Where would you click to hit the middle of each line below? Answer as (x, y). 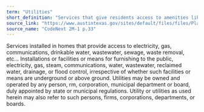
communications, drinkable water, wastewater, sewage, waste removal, (95, 53)
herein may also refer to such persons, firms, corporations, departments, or (101, 97)
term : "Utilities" (29, 12)
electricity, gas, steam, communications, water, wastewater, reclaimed (94, 65)
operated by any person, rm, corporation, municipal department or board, (98, 85)
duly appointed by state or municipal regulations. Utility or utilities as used (99, 91)
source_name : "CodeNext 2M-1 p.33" (51, 29)
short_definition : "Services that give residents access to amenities (97, 18)
